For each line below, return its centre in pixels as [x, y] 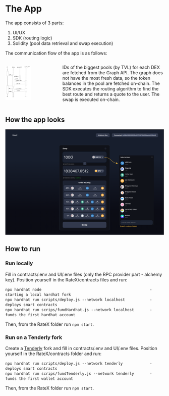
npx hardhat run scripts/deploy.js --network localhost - [79, 300]
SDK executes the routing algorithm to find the [110, 88]
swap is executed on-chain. [91, 100]
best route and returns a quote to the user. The [111, 94]
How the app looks [35, 120]
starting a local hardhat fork [38, 294]
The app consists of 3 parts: [35, 23]
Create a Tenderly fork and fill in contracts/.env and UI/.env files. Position [81, 348]
